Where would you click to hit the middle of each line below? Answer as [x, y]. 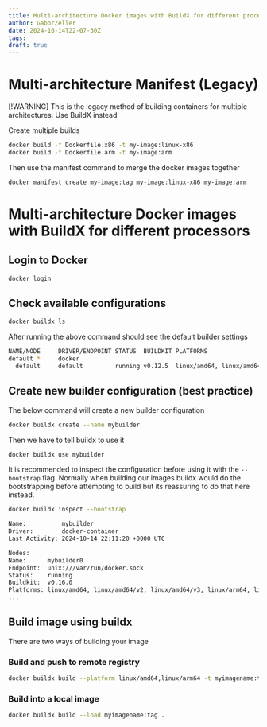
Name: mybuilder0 [46, 560]
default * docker [44, 359]
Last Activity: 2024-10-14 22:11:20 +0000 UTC [87, 539]
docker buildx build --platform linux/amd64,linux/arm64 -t [110, 678]
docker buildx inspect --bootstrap [67, 510]
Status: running [41, 575]
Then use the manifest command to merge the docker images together [124, 167]
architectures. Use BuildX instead [63, 115]
